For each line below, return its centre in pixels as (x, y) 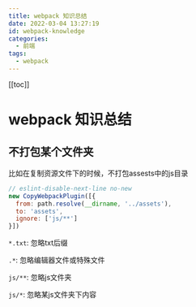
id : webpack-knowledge (47, 31)
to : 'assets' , (39, 211)
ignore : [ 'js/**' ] (47, 219)
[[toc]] (19, 84)
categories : (28, 39)
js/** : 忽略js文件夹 (40, 278)
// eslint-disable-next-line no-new (70, 188)
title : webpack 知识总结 (48, 16)
